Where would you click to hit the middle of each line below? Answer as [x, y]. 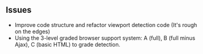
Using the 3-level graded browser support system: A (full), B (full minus [105, 38]
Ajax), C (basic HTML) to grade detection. [67, 44]
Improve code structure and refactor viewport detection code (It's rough [106, 25]
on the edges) [32, 31]
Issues [19, 10]
